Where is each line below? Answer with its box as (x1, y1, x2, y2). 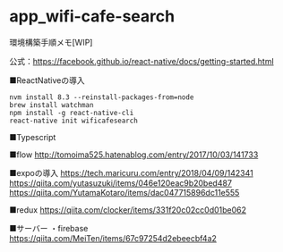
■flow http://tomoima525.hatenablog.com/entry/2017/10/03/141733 (9, 149, 259, 160)
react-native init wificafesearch (9, 116, 139, 125)
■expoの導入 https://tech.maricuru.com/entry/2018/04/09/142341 (9, 167, 253, 178)
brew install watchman (9, 100, 94, 109)
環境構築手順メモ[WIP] (9, 37, 93, 47)
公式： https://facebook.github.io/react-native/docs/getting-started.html (9, 55, 275, 66)
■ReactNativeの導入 (9, 74, 85, 86)
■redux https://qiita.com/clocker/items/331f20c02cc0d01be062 (9, 204, 247, 215)
